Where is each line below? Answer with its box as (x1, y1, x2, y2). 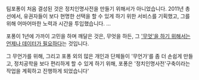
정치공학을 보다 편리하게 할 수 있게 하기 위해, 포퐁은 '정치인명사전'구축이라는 (14, 60, 191, 67)
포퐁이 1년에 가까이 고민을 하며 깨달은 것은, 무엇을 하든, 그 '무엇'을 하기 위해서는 (6, 33, 191, 40)
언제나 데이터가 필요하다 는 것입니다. (6, 40, 89, 47)
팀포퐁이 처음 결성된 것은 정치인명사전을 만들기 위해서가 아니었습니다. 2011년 (6, 5, 184, 12)
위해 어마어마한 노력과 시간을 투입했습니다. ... (6, 20, 111, 27)
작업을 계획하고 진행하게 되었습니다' (6, 68, 89, 74)
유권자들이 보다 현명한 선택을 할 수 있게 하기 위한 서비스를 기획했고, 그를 (23, 12, 191, 20)
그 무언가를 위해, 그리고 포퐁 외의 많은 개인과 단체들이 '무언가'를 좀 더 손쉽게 (6, 53, 182, 59)
